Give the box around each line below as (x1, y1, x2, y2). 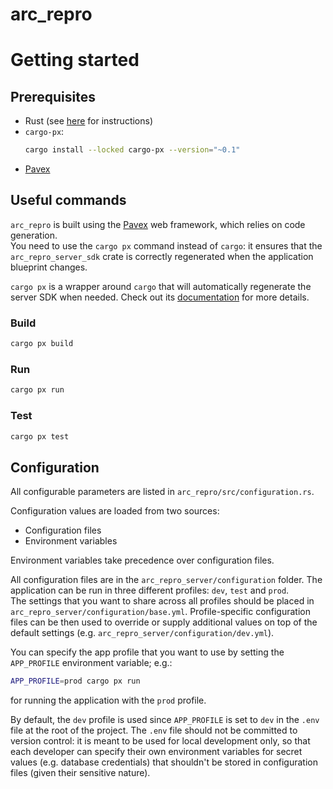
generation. (10, 229, 58, 241)
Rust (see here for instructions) (24, 115, 154, 127)
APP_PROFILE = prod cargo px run (10, 676, 141, 687)
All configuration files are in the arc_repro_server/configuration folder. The (10, 574, 323, 586)
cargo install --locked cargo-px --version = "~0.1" (24, 145, 241, 155)
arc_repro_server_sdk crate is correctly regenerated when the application (10, 250, 314, 262)
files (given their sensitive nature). (10, 767, 151, 779)
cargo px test (10, 431, 70, 442)
